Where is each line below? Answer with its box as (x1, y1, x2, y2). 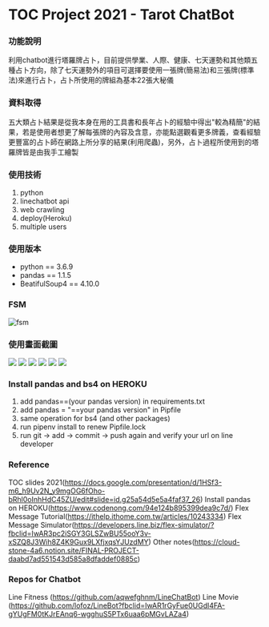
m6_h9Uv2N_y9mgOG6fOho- (8, 486, 106, 496)
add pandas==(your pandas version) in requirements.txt (19, 396, 206, 406)
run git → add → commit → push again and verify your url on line (19, 431, 234, 440)
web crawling (19, 205, 65, 215)
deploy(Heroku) (19, 214, 72, 223)
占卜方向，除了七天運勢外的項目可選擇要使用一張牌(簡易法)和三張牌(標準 (14, 66, 255, 75)
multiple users (19, 222, 67, 231)
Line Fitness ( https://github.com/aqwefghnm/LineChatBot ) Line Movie (8, 592, 239, 601)
